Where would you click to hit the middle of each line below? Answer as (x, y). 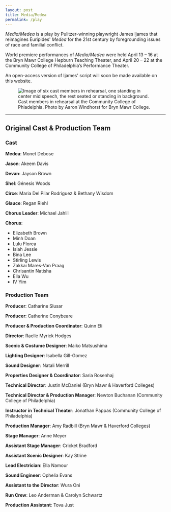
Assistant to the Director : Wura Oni (43, 485)
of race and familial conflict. (35, 45)
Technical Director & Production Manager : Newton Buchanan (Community (84, 395)
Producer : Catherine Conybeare (39, 316)
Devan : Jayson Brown (28, 174)
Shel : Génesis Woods (28, 183)
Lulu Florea (24, 244)
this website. (19, 81)
